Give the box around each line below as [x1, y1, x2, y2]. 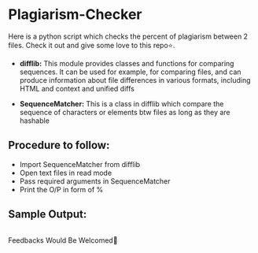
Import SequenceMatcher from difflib [19, 159, 140, 169]
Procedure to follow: [8, 139, 110, 152]
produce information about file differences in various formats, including [19, 75, 251, 84]
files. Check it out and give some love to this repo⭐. [8, 40, 175, 50]
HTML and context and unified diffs [19, 84, 135, 93]
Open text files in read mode [19, 168, 112, 177]
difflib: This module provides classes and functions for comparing [19, 58, 234, 68]
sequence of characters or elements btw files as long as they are [19, 107, 230, 117]
